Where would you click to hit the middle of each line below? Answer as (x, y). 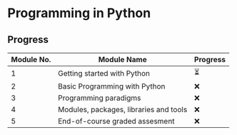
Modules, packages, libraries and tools (123, 110)
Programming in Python (79, 13)
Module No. (31, 60)
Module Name (123, 60)
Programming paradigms (100, 98)
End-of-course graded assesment (116, 121)
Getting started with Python (104, 73)
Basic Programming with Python (112, 86)
